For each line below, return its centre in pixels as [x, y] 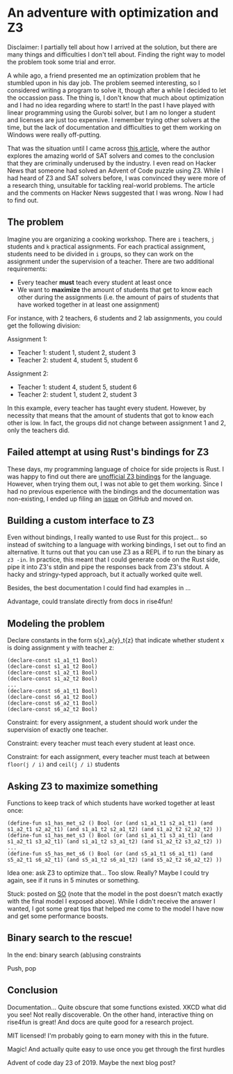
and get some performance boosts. [58, 916]
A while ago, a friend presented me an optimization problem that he [104, 75]
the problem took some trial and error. [62, 61]
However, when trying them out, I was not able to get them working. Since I [115, 484]
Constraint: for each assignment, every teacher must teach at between [109, 757]
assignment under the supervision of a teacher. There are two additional [111, 261]
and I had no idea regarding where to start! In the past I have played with [111, 105]
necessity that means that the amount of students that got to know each [111, 415]
